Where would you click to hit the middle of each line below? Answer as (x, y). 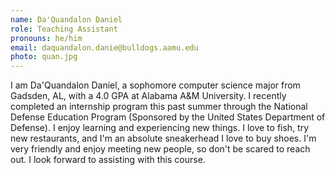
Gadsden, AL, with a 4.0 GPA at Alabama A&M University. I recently (148, 96)
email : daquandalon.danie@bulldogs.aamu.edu (104, 47)
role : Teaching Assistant (64, 29)
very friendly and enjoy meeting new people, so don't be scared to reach (160, 149)
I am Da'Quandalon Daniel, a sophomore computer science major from (155, 85)
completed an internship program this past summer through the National (159, 107)
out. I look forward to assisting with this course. (108, 160)
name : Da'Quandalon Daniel (66, 19)
